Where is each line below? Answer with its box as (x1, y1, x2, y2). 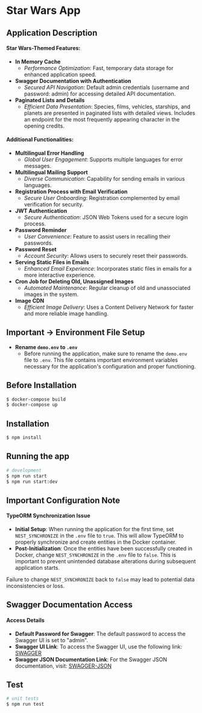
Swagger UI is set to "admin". (14, 636, 89, 644)
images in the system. (24, 291, 79, 298)
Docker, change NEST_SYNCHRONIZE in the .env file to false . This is (14, 551, 177, 559)
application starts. (14, 564, 60, 572)
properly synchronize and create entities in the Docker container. (14, 538, 177, 546)
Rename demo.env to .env (14, 343, 78, 350)
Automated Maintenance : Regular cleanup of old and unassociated (24, 284, 191, 291)
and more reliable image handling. (24, 309, 109, 317)
